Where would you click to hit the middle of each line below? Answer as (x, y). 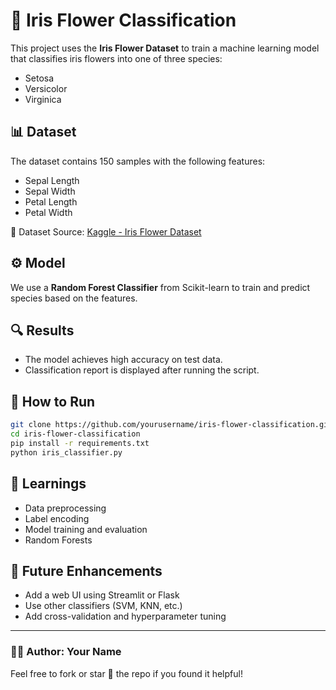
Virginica (43, 99)
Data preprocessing (65, 508)
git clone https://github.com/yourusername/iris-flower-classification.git (171, 425)
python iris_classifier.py (66, 452)
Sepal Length (52, 180)
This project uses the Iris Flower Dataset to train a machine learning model (165, 48)
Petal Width (48, 212)
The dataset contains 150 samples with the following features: (138, 161)
